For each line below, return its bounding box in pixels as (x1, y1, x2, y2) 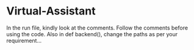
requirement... (6, 37, 42, 44)
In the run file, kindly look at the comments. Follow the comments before (6, 24, 188, 31)
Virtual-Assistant (6, 4, 96, 18)
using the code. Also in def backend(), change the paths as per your (6, 30, 178, 37)
